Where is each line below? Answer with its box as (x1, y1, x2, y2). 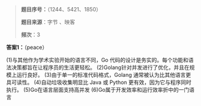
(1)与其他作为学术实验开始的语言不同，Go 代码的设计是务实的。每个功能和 (6, 57, 188, 63)
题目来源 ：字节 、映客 (20, 18, 75, 26)
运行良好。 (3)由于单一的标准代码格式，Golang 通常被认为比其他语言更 (16, 71, 191, 78)
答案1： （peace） (6, 44, 48, 51)
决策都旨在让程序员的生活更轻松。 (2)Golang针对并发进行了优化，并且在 (11, 64, 190, 71)
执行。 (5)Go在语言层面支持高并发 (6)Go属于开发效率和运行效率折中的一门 (6, 86, 190, 93)
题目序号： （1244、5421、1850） (20, 6, 102, 13)
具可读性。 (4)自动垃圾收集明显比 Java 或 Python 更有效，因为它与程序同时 (6, 79, 191, 86)
